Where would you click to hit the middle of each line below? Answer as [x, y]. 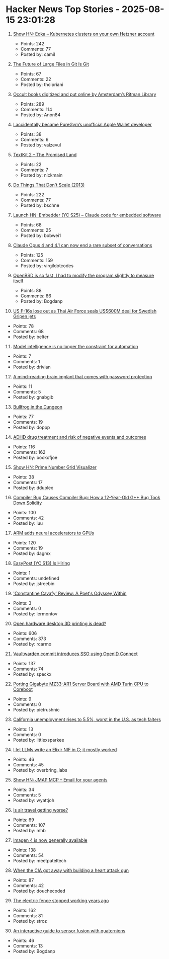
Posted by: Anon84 [40, 115]
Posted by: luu [28, 523]
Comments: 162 [29, 452]
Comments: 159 [37, 260]
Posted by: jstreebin [34, 583]
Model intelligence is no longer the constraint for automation [75, 346]
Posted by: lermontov [35, 614]
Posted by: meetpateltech [40, 860]
